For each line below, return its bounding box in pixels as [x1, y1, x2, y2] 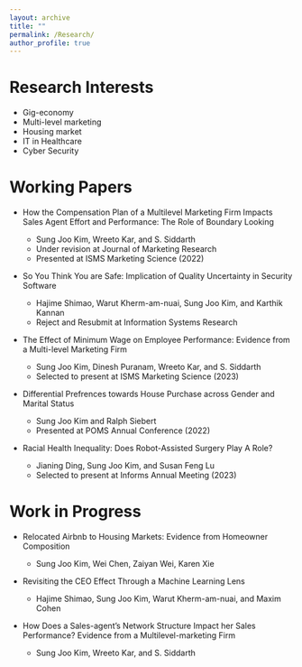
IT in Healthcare [22, 136, 83, 147]
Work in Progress [9, 502, 142, 522]
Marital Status [22, 398, 75, 409]
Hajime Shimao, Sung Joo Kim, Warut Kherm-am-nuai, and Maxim [35, 593, 282, 605]
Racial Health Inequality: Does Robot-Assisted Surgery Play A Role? [22, 443, 273, 454]
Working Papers [9, 177, 133, 198]
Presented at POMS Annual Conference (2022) [35, 425, 210, 436]
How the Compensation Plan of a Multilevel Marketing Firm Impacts [22, 207, 273, 218]
